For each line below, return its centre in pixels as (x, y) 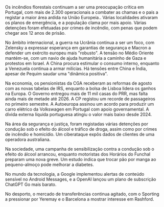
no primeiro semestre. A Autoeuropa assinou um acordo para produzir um (80, 104)
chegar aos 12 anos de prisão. (35, 33)
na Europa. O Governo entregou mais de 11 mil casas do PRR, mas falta (76, 93)
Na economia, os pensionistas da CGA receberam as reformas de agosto (79, 83)
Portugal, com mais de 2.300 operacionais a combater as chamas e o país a (82, 12)
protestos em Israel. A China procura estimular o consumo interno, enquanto (82, 63)
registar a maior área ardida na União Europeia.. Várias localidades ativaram (82, 17)
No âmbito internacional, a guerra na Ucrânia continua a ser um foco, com (80, 43)
